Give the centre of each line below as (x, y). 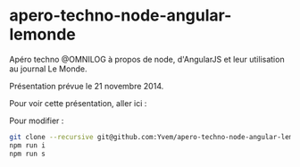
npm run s (28, 154)
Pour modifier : (37, 121)
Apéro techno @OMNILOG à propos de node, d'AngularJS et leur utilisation (147, 59)
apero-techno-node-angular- (121, 16)
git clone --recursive (51, 137)
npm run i (28, 145)
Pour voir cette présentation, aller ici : (78, 103)
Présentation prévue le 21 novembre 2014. (87, 86)
